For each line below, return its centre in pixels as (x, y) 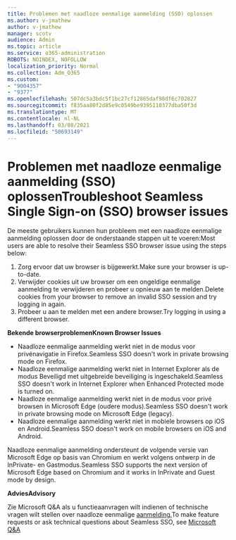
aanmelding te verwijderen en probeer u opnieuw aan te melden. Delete (120, 289)
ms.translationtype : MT (42, 112)
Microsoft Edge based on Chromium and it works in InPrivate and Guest (111, 472)
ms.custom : (23, 79)
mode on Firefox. (42, 362)
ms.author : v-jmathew (39, 20)
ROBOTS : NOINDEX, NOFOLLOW (47, 60)
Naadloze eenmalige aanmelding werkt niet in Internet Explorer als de (118, 369)
